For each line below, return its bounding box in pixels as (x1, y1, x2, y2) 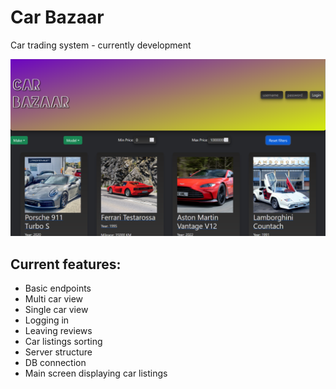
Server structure (24, 346, 93, 358)
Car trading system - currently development (10, 39, 192, 51)
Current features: (10, 256, 122, 273)
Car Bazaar (10, 6, 105, 29)
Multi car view (24, 293, 84, 305)
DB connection (24, 357, 87, 369)
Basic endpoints (24, 282, 92, 295)
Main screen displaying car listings (24, 367, 168, 380)
